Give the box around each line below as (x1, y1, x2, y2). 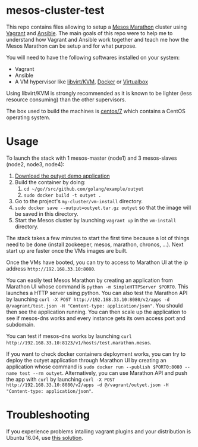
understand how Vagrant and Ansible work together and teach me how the (6, 36, 189, 43)
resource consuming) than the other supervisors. (6, 96, 127, 103)
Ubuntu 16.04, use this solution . (6, 434, 83, 441)
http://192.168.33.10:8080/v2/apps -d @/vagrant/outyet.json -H (6, 382, 169, 388)
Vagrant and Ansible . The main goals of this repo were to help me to (6, 29, 173, 36)
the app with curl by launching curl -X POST (6, 375, 115, 383)
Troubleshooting (6, 408, 90, 422)
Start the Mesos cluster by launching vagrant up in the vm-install (14, 216, 177, 223)
